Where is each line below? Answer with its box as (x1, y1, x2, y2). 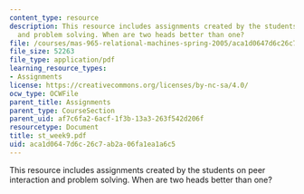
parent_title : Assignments (9, 97, 111, 107)
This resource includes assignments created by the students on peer (9, 164, 266, 175)
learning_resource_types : (9, 64, 107, 73)
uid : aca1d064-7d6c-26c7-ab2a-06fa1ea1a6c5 (9, 140, 176, 149)
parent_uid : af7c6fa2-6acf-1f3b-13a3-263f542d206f (9, 114, 204, 123)
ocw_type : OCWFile (9, 89, 79, 98)
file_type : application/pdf (9, 55, 116, 64)
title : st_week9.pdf (9, 131, 88, 141)
